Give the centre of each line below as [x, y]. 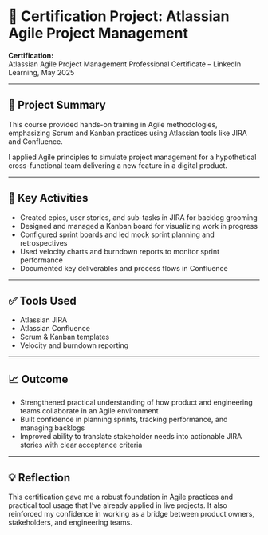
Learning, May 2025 [41, 72]
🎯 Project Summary [57, 105]
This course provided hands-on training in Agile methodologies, [113, 124]
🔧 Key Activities [48, 198]
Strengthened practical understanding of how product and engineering [136, 402]
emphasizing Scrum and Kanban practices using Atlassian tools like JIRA [128, 133]
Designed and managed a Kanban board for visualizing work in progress [138, 226]
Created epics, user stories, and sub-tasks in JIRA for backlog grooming [138, 217]
